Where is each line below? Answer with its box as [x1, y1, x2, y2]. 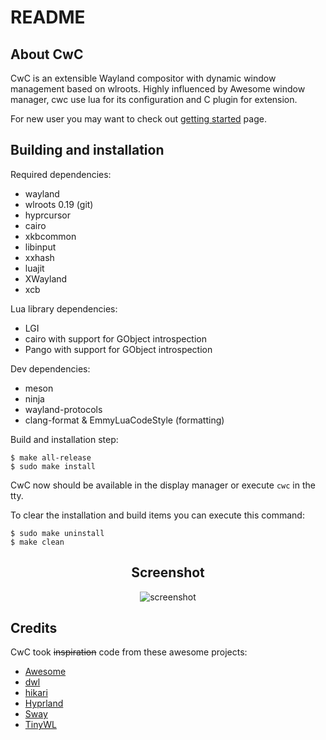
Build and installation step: [10, 433, 119, 445]
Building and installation [10, 142, 165, 159]
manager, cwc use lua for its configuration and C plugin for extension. [10, 94, 298, 105]
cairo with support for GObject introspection [24, 332, 208, 345]
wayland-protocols [24, 403, 103, 415]
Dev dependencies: [10, 362, 91, 375]
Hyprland [24, 697, 64, 710]
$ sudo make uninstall [10, 528, 105, 538]
